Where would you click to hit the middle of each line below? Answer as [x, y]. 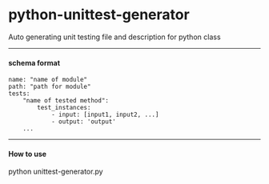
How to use [27, 154]
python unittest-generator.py [56, 172]
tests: [19, 94]
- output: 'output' [83, 122]
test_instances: [64, 108]
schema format [34, 62]
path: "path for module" [50, 87]
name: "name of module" [48, 80]
